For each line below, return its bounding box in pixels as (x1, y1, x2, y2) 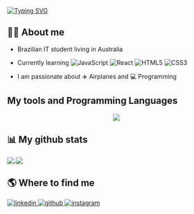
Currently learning (17, 58, 69, 66)
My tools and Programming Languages (7, 95, 178, 107)
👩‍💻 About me (7, 26, 64, 38)
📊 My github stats (7, 134, 88, 145)
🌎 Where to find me (7, 177, 95, 188)
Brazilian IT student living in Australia (17, 45, 123, 53)
